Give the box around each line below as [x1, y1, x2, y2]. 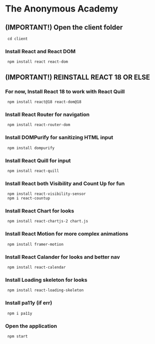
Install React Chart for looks [5, 207, 74, 214]
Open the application [5, 322, 57, 329]
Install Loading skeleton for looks [5, 276, 87, 283]
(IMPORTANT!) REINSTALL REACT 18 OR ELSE [5, 73, 150, 81]
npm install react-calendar [7, 265, 66, 270]
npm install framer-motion [7, 242, 64, 247]
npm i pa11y [7, 311, 32, 316]
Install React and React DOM [5, 48, 76, 55]
